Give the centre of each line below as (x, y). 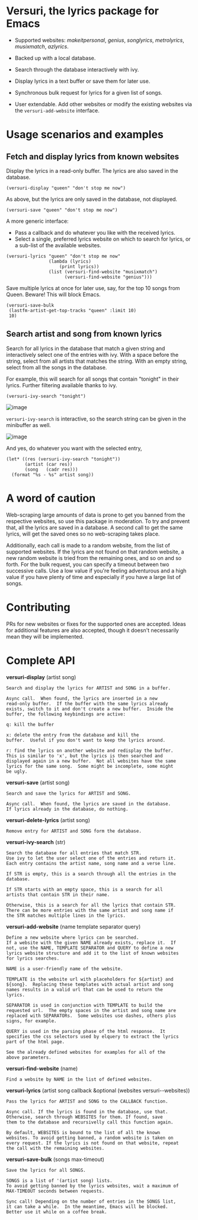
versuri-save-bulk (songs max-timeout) (55, 1159)
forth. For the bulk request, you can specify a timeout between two (88, 564)
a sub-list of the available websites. (58, 245)
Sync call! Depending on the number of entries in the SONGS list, (91, 1202)
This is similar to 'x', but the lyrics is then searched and (84, 756)
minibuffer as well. (29, 425)
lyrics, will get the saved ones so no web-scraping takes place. (83, 534)
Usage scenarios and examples (85, 135)
